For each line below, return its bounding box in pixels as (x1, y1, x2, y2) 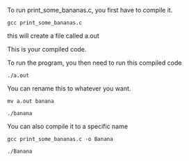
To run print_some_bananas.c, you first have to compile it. (7, 6, 173, 14)
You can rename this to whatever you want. (7, 84, 131, 93)
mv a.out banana (7, 98, 54, 105)
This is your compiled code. (7, 45, 87, 53)
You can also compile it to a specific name (7, 122, 129, 130)
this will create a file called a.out (7, 31, 99, 40)
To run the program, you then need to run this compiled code (7, 59, 182, 67)
